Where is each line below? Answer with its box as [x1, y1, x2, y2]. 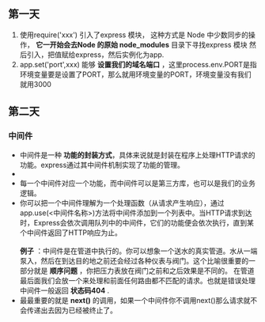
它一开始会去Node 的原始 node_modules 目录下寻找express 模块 [35, 40, 248, 49]
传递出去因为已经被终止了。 [26, 305, 117, 315]
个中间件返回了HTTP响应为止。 [19, 228, 123, 237]
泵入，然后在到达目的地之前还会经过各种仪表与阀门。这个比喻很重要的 [19, 256, 249, 265]
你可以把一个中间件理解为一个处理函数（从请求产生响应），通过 [19, 198, 225, 207]
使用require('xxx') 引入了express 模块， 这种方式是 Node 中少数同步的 [19, 30, 249, 40]
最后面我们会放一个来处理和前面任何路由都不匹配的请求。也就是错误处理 [19, 275, 256, 285]
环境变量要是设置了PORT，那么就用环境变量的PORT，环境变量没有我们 [19, 70, 252, 79]
